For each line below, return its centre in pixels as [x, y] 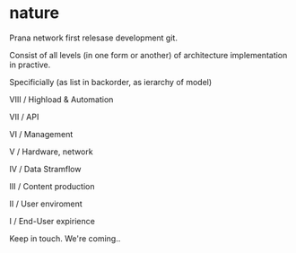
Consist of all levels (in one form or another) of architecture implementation [148, 55]
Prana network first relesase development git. [93, 38]
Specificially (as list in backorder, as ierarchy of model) [111, 82]
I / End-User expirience [52, 221]
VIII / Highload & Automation [61, 99]
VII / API [24, 117]
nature [35, 13]
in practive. [30, 65]
